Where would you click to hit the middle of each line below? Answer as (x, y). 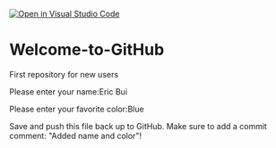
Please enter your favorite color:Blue (77, 109)
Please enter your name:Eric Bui (69, 91)
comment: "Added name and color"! (75, 136)
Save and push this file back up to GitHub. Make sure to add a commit (138, 126)
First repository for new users (64, 74)
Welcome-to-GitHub (87, 50)
